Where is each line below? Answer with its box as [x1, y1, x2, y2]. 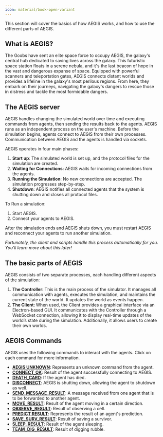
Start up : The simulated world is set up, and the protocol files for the [12, 155, 150, 161]
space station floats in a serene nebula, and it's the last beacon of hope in [5, 63, 153, 69]
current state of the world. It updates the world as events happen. [12, 297, 144, 303]
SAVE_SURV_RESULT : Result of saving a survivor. [12, 416, 112, 421]
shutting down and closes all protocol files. [12, 192, 98, 198]
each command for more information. [5, 355, 80, 361]
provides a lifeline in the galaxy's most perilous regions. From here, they [5, 78, 149, 84]
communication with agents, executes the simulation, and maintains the [12, 291, 156, 297]
